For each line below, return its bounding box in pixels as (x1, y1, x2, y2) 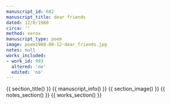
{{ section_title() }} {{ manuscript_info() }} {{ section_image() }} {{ (6, 85, 166, 92)
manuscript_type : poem (6, 36, 62, 42)
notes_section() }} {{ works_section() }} (6, 92, 102, 99)
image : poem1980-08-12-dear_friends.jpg (6, 42, 108, 48)
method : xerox (6, 31, 41, 37)
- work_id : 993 (6, 58, 44, 64)
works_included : (6, 53, 46, 58)
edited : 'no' (11, 69, 44, 75)
